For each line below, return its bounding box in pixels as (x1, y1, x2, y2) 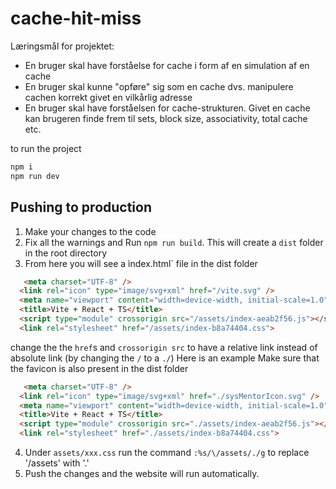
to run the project (10, 142, 82, 154)
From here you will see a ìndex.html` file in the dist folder (24, 257, 258, 269)
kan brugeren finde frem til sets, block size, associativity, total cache (24, 112, 308, 124)
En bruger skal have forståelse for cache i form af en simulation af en (24, 59, 310, 71)
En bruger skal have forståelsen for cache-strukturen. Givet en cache (24, 102, 311, 114)
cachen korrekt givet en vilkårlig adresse (24, 91, 193, 103)
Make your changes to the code (24, 225, 157, 237)
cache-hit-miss (10, 7, 142, 30)
